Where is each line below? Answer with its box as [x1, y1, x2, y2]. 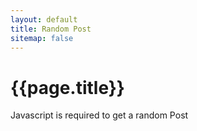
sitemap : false [10, 33, 74, 43]
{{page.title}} [10, 76, 125, 99]
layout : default [10, 14, 78, 25]
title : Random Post [10, 24, 92, 34]
